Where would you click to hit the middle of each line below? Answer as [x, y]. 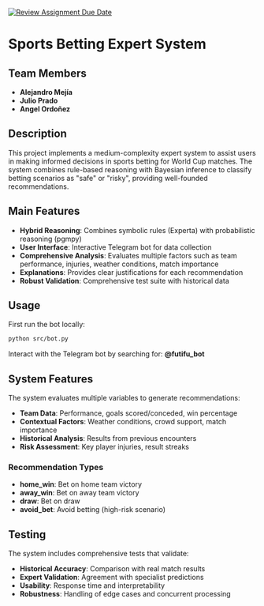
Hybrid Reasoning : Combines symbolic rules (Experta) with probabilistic [137, 230]
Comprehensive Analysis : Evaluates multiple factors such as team [128, 255]
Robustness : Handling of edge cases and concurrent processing [125, 594]
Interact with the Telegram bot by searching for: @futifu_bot [106, 354]
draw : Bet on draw [50, 501]
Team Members [47, 73]
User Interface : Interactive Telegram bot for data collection [115, 247]
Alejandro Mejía [46, 92]
